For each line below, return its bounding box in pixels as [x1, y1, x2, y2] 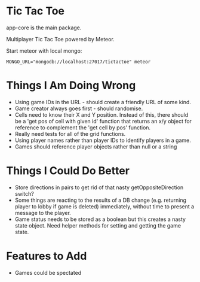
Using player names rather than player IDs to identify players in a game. [14, 137, 191, 144]
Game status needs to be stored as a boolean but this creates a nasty [14, 216, 186, 223]
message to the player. [14, 209, 72, 216]
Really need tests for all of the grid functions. [14, 130, 126, 137]
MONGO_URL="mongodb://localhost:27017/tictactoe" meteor [6, 59, 151, 65]
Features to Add [6, 250, 87, 263]
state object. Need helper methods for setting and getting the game [14, 222, 181, 229]
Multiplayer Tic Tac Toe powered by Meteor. [6, 35, 115, 43]
